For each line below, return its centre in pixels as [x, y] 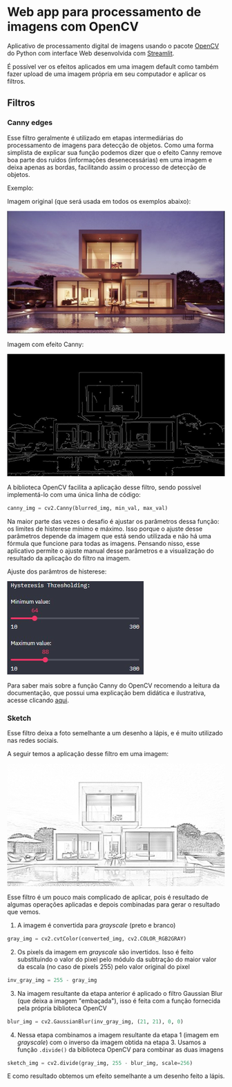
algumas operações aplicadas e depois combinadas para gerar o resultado [114, 904]
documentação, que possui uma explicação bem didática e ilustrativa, [106, 693]
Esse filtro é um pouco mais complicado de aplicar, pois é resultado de [108, 897]
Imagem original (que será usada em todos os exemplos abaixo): [99, 201]
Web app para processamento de [104, 12]
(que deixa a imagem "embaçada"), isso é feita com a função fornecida [119, 1001]
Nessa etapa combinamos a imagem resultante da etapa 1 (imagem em [118, 1034]
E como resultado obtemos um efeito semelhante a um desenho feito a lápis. [116, 1076]
